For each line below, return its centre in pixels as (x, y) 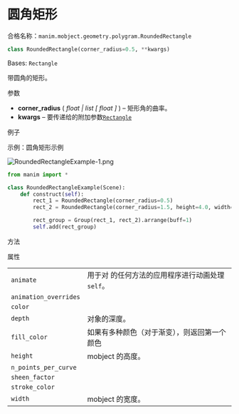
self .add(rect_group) (65, 227)
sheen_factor (33, 377)
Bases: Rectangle (33, 63)
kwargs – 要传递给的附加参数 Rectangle (75, 117)
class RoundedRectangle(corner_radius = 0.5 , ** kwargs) (89, 49)
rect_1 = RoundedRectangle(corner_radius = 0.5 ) (103, 201)
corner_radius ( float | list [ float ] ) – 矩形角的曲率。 (94, 108)
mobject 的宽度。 (116, 399)
